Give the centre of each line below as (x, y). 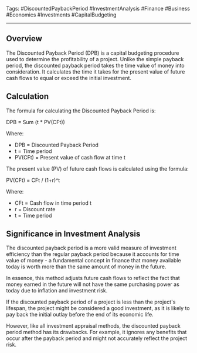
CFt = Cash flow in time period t (53, 203)
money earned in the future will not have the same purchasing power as (93, 284)
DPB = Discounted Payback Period (56, 145)
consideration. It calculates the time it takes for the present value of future (96, 71)
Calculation (28, 96)
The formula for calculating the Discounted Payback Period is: (81, 111)
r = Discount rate (35, 209)
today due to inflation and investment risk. (57, 291)
